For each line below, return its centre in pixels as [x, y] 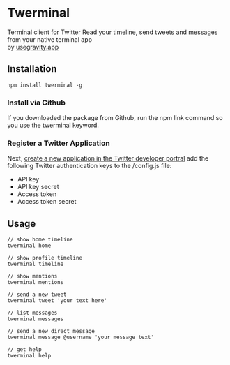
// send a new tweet [37, 295]
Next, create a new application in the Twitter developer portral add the [108, 158]
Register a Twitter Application [59, 143]
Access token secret [47, 202]
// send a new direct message [51, 332]
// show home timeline [40, 240]
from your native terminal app [50, 39]
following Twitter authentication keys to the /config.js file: [90, 166]
